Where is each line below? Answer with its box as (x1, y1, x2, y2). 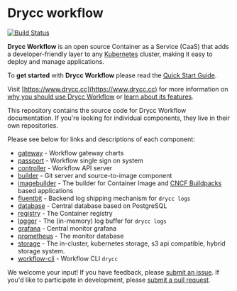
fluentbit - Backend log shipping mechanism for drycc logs (17, 194, 191, 202)
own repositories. (7, 121, 58, 129)
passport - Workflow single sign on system (17, 156, 144, 165)
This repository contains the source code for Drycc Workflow (7, 106, 187, 114)
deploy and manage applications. (7, 57, 105, 65)
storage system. (17, 246, 65, 255)
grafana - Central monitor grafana (17, 224, 117, 232)
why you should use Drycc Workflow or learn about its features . (7, 92, 194, 101)
